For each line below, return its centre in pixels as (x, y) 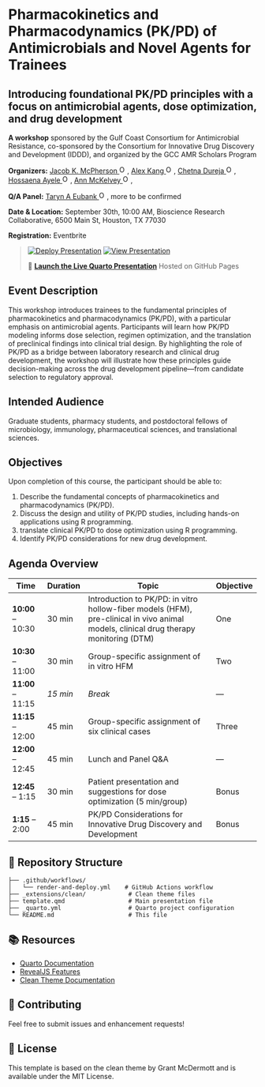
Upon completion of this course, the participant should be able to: (115, 481)
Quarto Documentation (57, 963)
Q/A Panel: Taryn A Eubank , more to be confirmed (95, 196)
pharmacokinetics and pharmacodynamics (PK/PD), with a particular (119, 318)
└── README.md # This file (88, 915)
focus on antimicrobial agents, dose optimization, (132, 106)
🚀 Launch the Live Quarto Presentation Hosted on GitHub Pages (133, 266)
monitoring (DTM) (121, 639)
